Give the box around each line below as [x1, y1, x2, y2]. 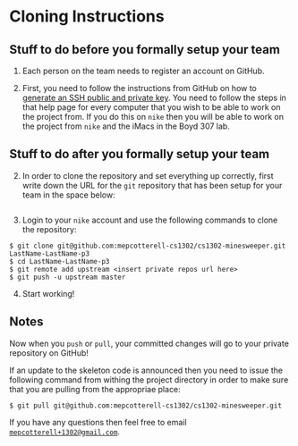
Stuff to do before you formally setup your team [9, 42, 280, 57]
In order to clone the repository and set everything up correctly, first [21, 170, 275, 181]
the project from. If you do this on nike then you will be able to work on [21, 112, 285, 122]
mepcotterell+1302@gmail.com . [9, 426, 121, 437]
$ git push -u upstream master [9, 273, 126, 282]
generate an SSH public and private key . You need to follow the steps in [21, 92, 286, 103]
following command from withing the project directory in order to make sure [9, 374, 289, 385]
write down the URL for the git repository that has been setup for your [21, 180, 283, 190]
